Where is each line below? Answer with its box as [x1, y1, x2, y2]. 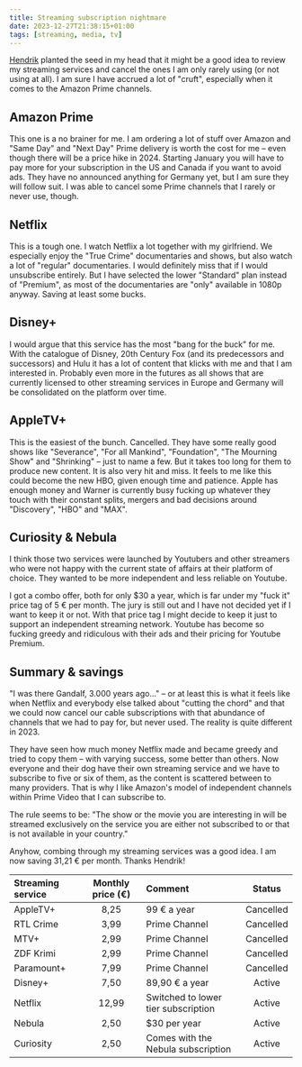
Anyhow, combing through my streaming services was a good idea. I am [9, 846, 277, 857]
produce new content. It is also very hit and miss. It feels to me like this [9, 465, 272, 476]
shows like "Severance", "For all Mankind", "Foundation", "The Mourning [9, 446, 278, 457]
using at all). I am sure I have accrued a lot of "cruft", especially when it [9, 74, 273, 85]
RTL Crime [13, 918, 59, 931]
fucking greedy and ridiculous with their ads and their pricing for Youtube [9, 628, 281, 640]
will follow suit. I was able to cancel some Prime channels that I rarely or [9, 181, 276, 192]
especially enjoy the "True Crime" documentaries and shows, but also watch [9, 251, 293, 261]
